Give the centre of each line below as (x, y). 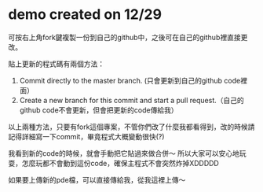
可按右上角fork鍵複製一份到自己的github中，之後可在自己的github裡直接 (124, 37)
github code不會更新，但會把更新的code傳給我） (99, 110)
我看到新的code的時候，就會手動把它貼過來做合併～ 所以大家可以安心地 (124, 153)
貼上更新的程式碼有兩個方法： (56, 64)
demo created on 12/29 (85, 15)
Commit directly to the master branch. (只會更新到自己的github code (130, 80)
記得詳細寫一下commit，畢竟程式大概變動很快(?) (86, 136)
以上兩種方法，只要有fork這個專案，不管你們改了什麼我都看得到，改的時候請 (131, 127)
